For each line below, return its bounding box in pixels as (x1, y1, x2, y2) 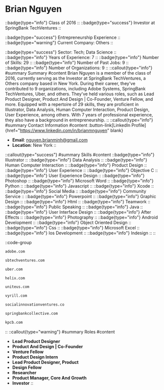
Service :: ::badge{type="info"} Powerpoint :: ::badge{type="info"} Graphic (5, 193, 157, 199)
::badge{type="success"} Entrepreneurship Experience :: (5, 34, 121, 40)
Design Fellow (12, 364, 42, 370)
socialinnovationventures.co (5, 302, 65, 307)
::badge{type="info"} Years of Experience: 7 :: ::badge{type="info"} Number (5, 54, 159, 60)
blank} (110, 127, 123, 133)
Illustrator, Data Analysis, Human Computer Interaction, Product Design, (5, 107, 150, 112)
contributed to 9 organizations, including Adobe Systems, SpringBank (5, 85, 146, 91)
